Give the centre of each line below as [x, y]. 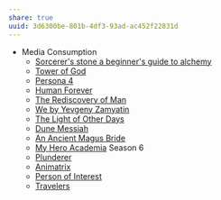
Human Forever [64, 90]
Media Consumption [59, 51]
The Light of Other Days [80, 119]
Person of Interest [69, 176]
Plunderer [53, 157]
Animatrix [53, 167]
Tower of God [60, 71]
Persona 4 [54, 80]
